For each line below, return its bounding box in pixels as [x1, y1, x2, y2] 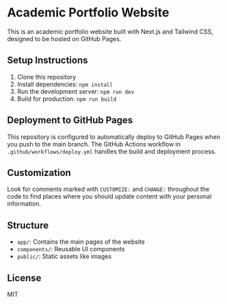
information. [7, 200, 42, 208]
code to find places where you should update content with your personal [7, 192, 212, 201]
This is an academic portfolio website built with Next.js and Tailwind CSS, [7, 27, 214, 36]
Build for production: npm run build [16, 94, 117, 103]
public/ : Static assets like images [16, 252, 111, 261]
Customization [7, 166, 72, 179]
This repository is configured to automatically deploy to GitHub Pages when [7, 132, 221, 141]
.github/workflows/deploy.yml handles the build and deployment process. [7, 147, 217, 155]
